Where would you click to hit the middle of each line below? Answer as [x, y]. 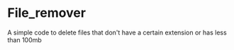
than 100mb [25, 39]
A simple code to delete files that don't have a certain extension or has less [117, 32]
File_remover [47, 13]
